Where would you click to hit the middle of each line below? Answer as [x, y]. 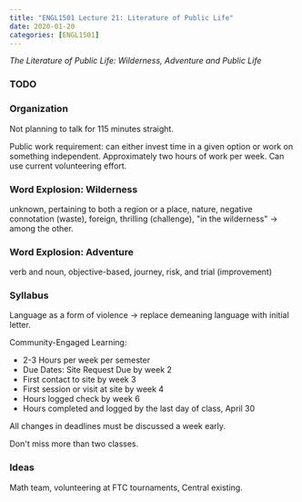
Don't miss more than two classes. [74, 444]
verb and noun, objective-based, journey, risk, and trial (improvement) [141, 272]
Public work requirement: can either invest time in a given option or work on [151, 146]
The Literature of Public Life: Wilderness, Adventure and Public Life [136, 61]
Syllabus [29, 295]
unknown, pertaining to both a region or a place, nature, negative [131, 209]
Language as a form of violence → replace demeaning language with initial [149, 315]
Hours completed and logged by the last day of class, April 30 [139, 409]
